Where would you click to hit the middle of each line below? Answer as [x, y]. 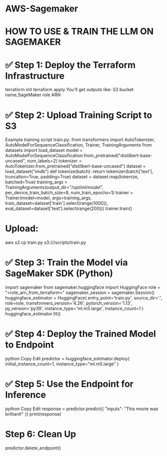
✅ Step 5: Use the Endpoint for [69, 384]
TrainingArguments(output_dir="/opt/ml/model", [54, 187]
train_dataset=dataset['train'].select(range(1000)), [57, 203]
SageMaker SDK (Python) [59, 273]
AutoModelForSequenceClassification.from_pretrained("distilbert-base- [79, 155]
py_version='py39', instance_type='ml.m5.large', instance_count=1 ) [74, 308]
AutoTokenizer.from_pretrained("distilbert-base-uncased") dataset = [76, 166]
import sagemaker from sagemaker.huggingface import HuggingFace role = [83, 288]
